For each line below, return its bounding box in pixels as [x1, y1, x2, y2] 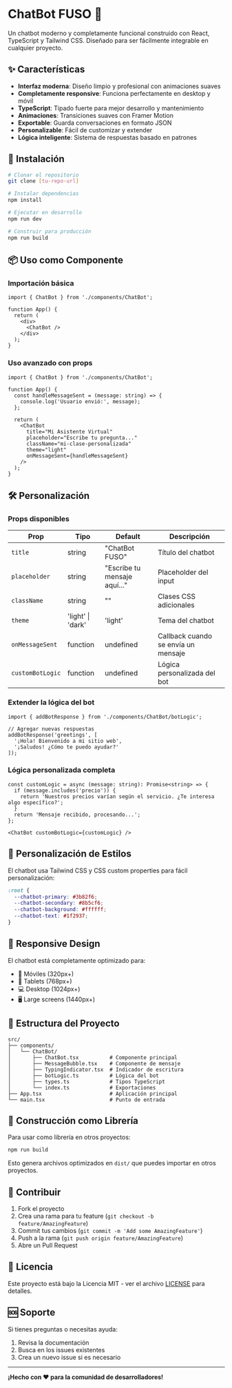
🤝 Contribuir [8, 1186, 61, 1198]
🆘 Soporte [8, 1307, 56, 1318]
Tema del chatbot [158, 616, 214, 626]
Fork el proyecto [17, 1205, 65, 1213]
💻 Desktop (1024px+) [17, 985, 81, 993]
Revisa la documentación [17, 1338, 89, 1347]
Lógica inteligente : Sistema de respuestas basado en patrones [17, 133, 197, 141]
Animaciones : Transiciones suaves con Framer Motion [17, 111, 174, 119]
